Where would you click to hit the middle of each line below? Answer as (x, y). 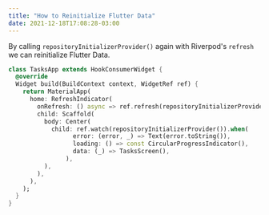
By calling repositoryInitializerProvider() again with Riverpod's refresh (131, 46)
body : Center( (67, 121)
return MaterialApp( (57, 92)
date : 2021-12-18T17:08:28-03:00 (64, 23)
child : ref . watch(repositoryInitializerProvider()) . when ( (150, 129)
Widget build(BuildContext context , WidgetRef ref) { (107, 84)
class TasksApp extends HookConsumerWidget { (85, 69)
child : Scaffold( (66, 114)
